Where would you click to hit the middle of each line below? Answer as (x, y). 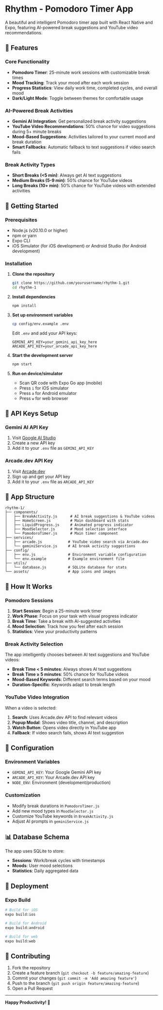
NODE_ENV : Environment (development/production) (61, 782)
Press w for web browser (44, 398)
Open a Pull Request (33, 989)
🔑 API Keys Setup (32, 413)
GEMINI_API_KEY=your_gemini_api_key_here (54, 342)
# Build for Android (26, 923)
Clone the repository (33, 274)
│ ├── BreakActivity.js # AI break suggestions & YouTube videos (80, 517)
